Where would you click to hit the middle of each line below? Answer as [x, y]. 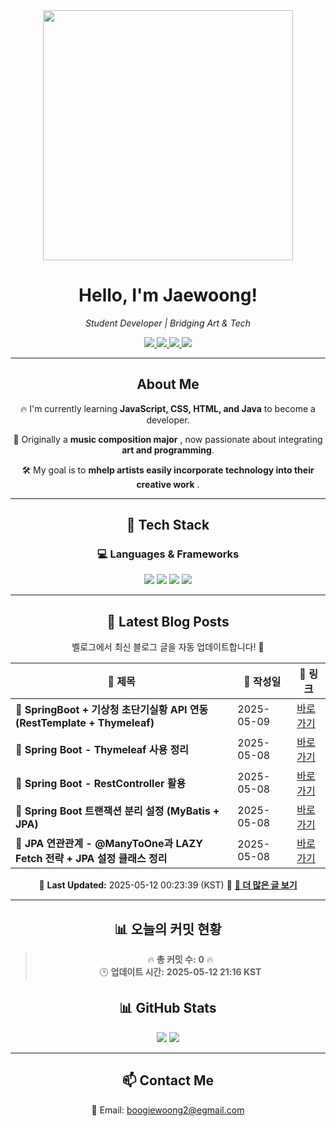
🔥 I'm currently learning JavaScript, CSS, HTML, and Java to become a [168, 408]
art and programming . [168, 450]
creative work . [168, 484]
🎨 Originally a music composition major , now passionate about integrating [168, 439]
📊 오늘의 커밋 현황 [168, 929]
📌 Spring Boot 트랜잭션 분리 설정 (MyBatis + [117, 811]
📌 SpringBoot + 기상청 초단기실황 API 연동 [112, 710]
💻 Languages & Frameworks [168, 554]
